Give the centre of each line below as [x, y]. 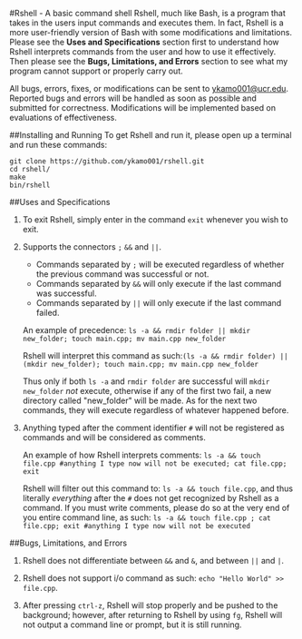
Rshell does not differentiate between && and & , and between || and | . [153, 560]
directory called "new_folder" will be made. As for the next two [140, 400]
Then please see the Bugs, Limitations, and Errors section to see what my [149, 61]
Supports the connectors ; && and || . [92, 247]
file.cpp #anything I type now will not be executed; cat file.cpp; [155, 464]
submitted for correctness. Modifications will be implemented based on [143, 108]
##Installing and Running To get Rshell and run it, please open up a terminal [151, 135]
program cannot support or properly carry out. [96, 71]
